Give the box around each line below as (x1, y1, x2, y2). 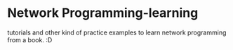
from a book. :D (7, 35, 53, 44)
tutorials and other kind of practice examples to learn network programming (7, 28, 227, 37)
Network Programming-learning (7, 5, 199, 21)
